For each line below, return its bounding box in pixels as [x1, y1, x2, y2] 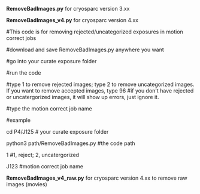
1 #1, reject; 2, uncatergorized [6, 152, 80, 158]
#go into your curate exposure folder [6, 58, 97, 64]
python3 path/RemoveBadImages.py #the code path [6, 140, 136, 147]
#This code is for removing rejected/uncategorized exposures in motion [6, 28, 184, 35]
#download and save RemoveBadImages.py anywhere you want [6, 46, 165, 53]
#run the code [6, 69, 41, 76]
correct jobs [6, 35, 37, 41]
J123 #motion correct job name [6, 163, 84, 170]
